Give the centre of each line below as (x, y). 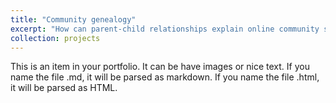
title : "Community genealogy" (73, 19)
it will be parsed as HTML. (64, 88)
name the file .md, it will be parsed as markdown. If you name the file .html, (165, 77)
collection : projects (55, 38)
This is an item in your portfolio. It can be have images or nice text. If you (160, 67)
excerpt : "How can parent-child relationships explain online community (165, 29)
